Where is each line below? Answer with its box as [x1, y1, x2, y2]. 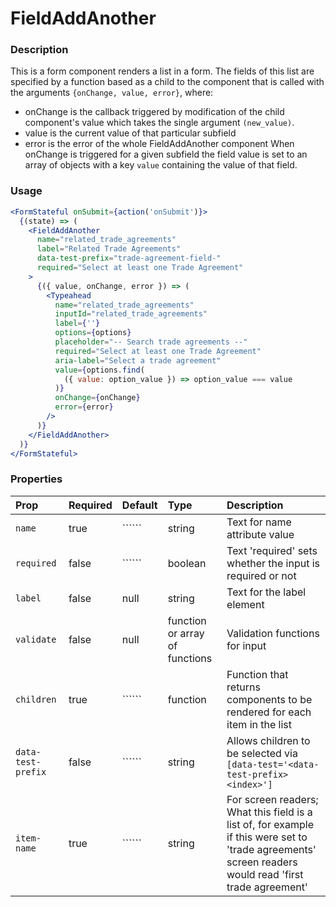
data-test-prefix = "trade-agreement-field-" [36, 253, 222, 264]
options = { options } [54, 328, 132, 338]
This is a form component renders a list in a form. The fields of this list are [10, 65, 315, 77]
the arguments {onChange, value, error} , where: [10, 87, 214, 99]
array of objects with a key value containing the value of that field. [24, 159, 298, 171]
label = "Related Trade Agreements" [36, 244, 182, 254]
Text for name [226, 515, 292, 529]
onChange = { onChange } [54, 393, 141, 403]
